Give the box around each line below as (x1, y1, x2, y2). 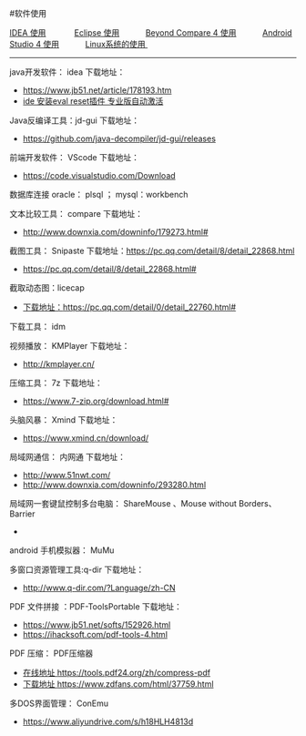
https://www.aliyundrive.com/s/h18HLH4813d (22, 716, 194, 727)
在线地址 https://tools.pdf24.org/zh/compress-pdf (22, 668, 211, 678)
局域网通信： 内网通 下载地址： (9, 452, 126, 462)
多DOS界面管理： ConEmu (9, 698, 109, 709)
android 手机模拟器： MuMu (9, 545, 115, 556)
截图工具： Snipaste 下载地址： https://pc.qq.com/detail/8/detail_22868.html (9, 245, 295, 256)
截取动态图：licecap (9, 282, 85, 293)
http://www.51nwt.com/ (22, 470, 111, 480)
